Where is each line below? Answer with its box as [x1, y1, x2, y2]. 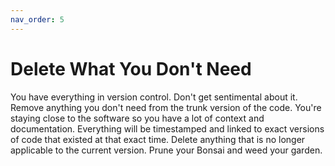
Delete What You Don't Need [10, 57, 252, 80]
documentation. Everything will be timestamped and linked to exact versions [10, 122, 325, 135]
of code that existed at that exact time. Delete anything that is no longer [10, 133, 306, 145]
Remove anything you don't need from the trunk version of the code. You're [10, 101, 322, 113]
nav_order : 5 [10, 14, 65, 25]
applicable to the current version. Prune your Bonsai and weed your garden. [10, 144, 323, 156]
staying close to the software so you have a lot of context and [10, 112, 265, 124]
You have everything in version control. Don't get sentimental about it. [10, 91, 298, 103]
